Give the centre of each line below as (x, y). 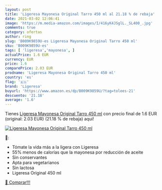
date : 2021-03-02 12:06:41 (32, 18)
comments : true (20, 28)
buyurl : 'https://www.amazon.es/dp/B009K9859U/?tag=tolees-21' (70, 91)
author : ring (18, 37)
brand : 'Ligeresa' (24, 86)
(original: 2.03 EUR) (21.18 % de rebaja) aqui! (50, 119)
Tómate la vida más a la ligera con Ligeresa (55, 147)
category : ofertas (24, 32)
